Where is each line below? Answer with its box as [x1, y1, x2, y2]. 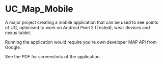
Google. [5, 44, 21, 50]
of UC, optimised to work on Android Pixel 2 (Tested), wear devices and [5, 24, 150, 30]
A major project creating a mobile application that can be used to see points [5, 19, 159, 25]
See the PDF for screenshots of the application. [5, 53, 101, 59]
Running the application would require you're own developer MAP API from [5, 39, 157, 45]
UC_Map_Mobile [5, 3, 74, 15]
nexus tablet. [5, 30, 31, 35]
